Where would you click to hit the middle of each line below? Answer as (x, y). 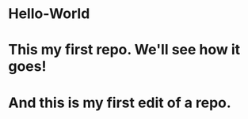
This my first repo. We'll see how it (124, 50)
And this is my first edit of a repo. (120, 102)
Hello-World (49, 14)
